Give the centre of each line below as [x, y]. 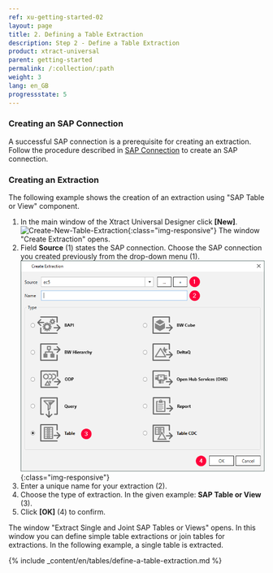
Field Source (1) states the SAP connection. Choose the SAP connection [141, 248]
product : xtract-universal [54, 52]
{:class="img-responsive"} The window [193, 231]
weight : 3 [25, 77]
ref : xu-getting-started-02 [56, 17]
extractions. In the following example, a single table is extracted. [116, 545]
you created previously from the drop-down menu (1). [110, 257]
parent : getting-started [50, 60]
